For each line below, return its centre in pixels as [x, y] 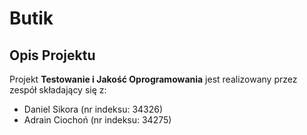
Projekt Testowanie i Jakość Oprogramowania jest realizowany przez [153, 79]
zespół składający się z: [58, 90]
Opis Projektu [52, 55]
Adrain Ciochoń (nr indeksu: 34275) [97, 120]
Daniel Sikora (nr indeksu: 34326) [93, 109]
